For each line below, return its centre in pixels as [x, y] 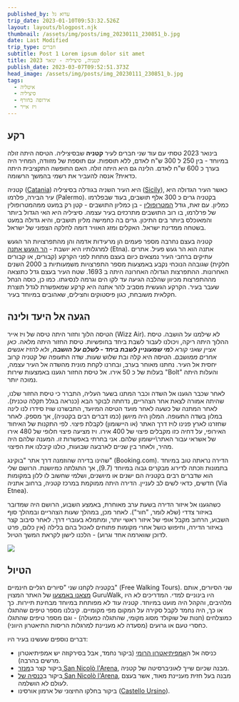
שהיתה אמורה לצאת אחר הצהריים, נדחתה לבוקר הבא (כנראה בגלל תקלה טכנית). [116, 401]
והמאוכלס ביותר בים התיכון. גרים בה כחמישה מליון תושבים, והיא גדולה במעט [110, 220]
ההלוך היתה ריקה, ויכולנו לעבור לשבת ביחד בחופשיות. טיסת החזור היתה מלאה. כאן [118, 341]
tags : [15, 80]
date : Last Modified [38, 41]
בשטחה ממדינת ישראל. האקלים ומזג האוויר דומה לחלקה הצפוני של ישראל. [107, 227]
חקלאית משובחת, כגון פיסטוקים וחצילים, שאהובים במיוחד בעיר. [92, 294]
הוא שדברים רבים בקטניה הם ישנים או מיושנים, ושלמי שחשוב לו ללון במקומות [110, 475]
